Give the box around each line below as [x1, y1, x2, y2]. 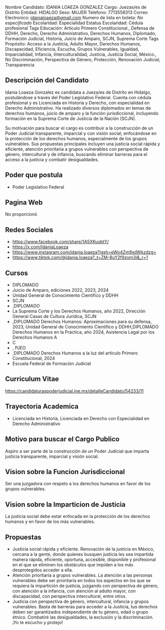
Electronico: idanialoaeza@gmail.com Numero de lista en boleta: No [5, 15, 143, 20]
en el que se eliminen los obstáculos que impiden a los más [12, 561, 133, 567]
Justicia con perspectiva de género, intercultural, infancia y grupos [12, 598, 149, 604]
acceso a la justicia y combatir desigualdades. [5, 157, 99, 162]
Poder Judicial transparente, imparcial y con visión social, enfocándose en [5, 130, 157, 136]
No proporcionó [5, 211, 38, 217]
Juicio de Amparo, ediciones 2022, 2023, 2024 [12, 287, 109, 293]
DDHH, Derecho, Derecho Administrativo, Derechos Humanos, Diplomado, [5, 31, 157, 36]
